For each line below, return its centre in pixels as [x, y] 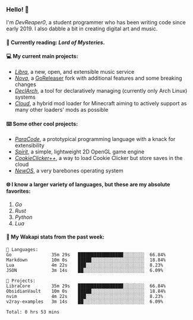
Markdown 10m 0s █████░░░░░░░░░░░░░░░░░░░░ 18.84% [86, 260]
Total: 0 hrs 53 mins [33, 312]
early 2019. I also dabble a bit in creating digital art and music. [82, 29]
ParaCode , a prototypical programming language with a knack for [95, 139]
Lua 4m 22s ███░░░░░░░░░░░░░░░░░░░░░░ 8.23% [85, 265]
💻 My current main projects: [42, 57]
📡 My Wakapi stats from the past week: [56, 237]
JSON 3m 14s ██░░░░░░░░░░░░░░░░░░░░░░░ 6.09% [85, 270]
